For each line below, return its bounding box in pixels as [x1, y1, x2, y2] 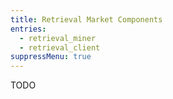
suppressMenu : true [10, 52, 92, 62]
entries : [10, 24, 47, 34]
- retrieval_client [19, 42, 101, 53]
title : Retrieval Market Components [10, 14, 163, 25]
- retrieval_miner [19, 33, 97, 43]
